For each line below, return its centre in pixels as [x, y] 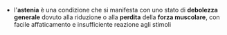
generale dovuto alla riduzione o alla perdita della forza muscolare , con [117, 17]
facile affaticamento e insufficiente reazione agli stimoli [92, 24]
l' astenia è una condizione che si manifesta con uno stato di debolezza [116, 10]
